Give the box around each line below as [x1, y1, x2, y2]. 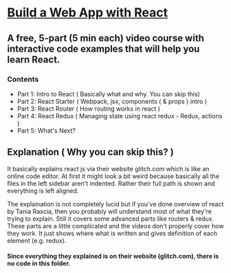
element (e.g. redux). [7, 236, 67, 245]
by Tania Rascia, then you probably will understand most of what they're [7, 207, 212, 215]
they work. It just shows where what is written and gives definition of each [7, 229, 218, 237]
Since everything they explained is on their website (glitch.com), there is [7, 252, 219, 261]
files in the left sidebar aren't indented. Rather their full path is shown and [7, 179, 215, 187]
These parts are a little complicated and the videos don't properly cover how [7, 221, 224, 230]
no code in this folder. [7, 259, 71, 267]
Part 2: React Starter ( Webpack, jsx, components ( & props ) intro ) [16, 97, 208, 105]
